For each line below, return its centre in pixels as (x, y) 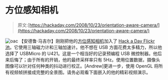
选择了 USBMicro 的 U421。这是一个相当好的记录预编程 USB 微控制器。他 (81, 53)
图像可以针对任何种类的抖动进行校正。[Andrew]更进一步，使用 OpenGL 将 (82, 66)
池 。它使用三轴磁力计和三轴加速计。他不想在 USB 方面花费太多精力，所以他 (84, 47)
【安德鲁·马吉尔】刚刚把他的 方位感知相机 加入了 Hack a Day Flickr (87, 41)
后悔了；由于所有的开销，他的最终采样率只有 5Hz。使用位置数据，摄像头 (85, 59)
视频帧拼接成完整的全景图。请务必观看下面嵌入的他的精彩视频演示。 (80, 72)
